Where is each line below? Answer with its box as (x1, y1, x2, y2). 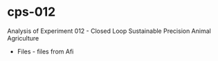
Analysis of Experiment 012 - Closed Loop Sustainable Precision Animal (7, 27, 211, 35)
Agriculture (7, 34, 39, 42)
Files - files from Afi (17, 47, 74, 56)
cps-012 (7, 4, 56, 20)
